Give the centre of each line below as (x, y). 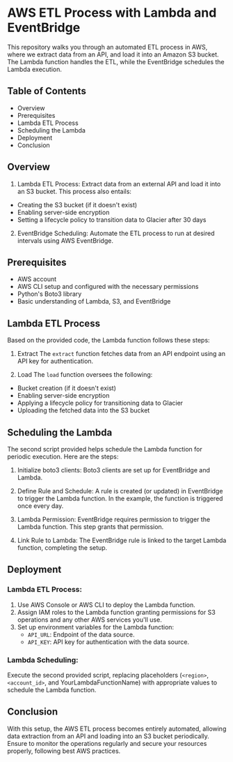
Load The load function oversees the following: (85, 375)
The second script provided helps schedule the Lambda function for (105, 449)
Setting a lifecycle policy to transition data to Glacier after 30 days (112, 219)
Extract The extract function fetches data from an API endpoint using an (121, 354)
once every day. (40, 506)
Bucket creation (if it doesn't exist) (67, 388)
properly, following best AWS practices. (64, 751)
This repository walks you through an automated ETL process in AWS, (107, 47)
